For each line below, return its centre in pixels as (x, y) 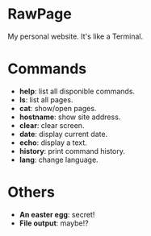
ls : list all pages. (46, 99)
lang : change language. (59, 159)
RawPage (40, 14)
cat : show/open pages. (58, 108)
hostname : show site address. (70, 117)
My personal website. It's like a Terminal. (75, 36)
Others (31, 192)
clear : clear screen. (52, 125)
